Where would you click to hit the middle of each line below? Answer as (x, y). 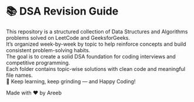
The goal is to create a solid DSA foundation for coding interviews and (91, 56)
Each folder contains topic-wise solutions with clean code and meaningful (96, 69)
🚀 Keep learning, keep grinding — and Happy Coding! (71, 81)
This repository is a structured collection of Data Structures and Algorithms (97, 31)
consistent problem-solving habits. (48, 50)
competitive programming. (38, 63)
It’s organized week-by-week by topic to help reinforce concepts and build (96, 44)
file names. (20, 75)
